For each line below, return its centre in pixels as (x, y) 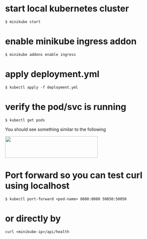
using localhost (37, 186)
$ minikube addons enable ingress (41, 54)
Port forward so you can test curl (74, 175)
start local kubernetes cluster (67, 9)
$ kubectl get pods (25, 120)
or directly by (33, 218)
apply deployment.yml (52, 74)
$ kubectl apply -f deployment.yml (42, 87)
